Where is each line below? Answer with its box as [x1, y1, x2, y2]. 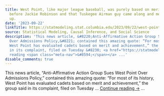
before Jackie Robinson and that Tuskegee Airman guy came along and [9, 12, 154, 16]
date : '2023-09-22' [5, 20, 45, 26]
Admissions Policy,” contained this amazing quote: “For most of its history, [5, 75, 155, 81]
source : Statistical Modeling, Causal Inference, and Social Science [5, 30, 150, 34]
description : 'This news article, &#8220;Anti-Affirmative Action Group [5, 34, 156, 39]
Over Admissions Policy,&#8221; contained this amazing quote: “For [9, 39, 152, 44]
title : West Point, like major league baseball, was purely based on [5, 7, 150, 12]
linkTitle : [5, 25, 27, 30]
